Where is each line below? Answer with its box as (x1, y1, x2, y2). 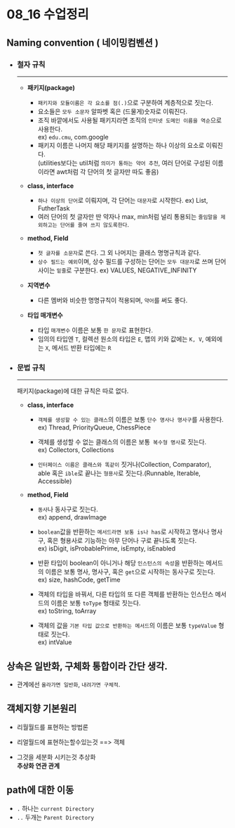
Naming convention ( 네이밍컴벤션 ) (6, 37, 159, 49)
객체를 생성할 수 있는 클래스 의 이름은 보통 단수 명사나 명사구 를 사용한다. (37, 415, 224, 424)
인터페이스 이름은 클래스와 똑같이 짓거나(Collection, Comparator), (37, 460, 212, 469)
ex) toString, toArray (37, 607, 97, 615)
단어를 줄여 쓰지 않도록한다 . (60, 220, 130, 229)
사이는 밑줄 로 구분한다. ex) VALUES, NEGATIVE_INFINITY (37, 265, 197, 275)
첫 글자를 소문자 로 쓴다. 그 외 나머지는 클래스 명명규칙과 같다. (37, 248, 201, 257)
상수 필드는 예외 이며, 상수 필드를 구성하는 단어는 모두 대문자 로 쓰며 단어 (37, 257, 227, 265)
